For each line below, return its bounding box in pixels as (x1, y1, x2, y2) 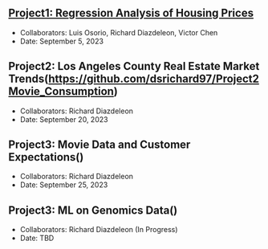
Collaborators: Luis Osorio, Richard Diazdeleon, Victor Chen (19, 27, 218, 37)
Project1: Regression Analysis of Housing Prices (8, 6, 254, 20)
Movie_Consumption (8, 84, 115, 99)
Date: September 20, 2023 (19, 114, 108, 124)
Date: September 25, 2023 (19, 180, 108, 190)
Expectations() (8, 150, 84, 164)
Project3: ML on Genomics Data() (8, 203, 178, 217)
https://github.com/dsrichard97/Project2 (47, 72, 259, 86)
